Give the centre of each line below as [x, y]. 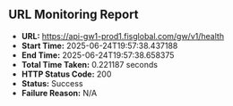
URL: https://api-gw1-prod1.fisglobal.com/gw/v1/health [123, 36]
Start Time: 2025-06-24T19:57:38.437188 [99, 45]
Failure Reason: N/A [59, 93]
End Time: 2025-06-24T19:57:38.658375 [98, 55]
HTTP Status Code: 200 [66, 74]
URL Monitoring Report [74, 15]
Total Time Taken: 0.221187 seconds [90, 64]
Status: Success [52, 83]
